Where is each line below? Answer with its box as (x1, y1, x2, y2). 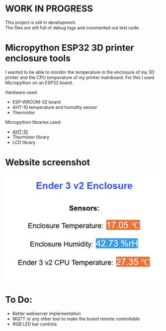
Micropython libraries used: (5, 119, 62, 125)
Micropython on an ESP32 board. (5, 80, 74, 85)
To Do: (5, 294, 33, 306)
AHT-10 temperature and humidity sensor (12, 104, 97, 110)
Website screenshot (5, 157, 90, 168)
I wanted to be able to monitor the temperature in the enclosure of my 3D (5, 69, 155, 75)
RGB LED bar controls (12, 321, 57, 327)
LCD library (12, 139, 36, 145)
